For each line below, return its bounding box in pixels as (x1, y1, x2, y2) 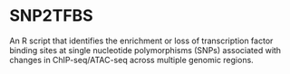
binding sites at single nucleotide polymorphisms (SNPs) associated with (9, 44, 282, 55)
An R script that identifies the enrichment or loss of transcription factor (9, 35, 274, 46)
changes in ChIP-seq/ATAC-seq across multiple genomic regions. (9, 54, 254, 65)
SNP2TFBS (9, 5, 93, 26)
